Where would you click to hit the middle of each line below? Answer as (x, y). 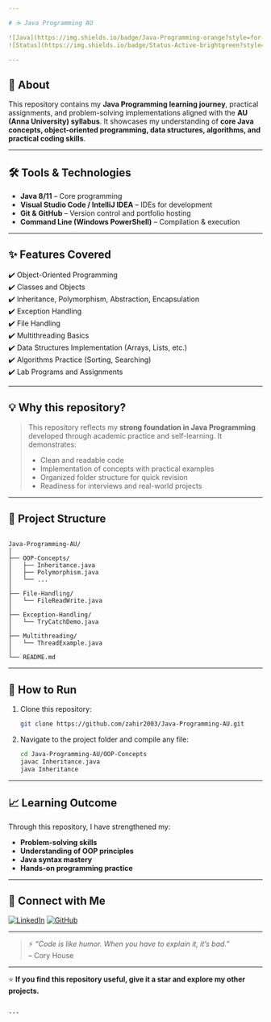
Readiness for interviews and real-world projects (121, 486)
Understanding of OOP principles (77, 851)
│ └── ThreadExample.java (56, 643)
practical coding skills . (47, 139)
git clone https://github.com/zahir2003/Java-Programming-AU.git (132, 724)
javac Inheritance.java (60, 762)
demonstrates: (52, 444)
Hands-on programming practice (76, 868)
